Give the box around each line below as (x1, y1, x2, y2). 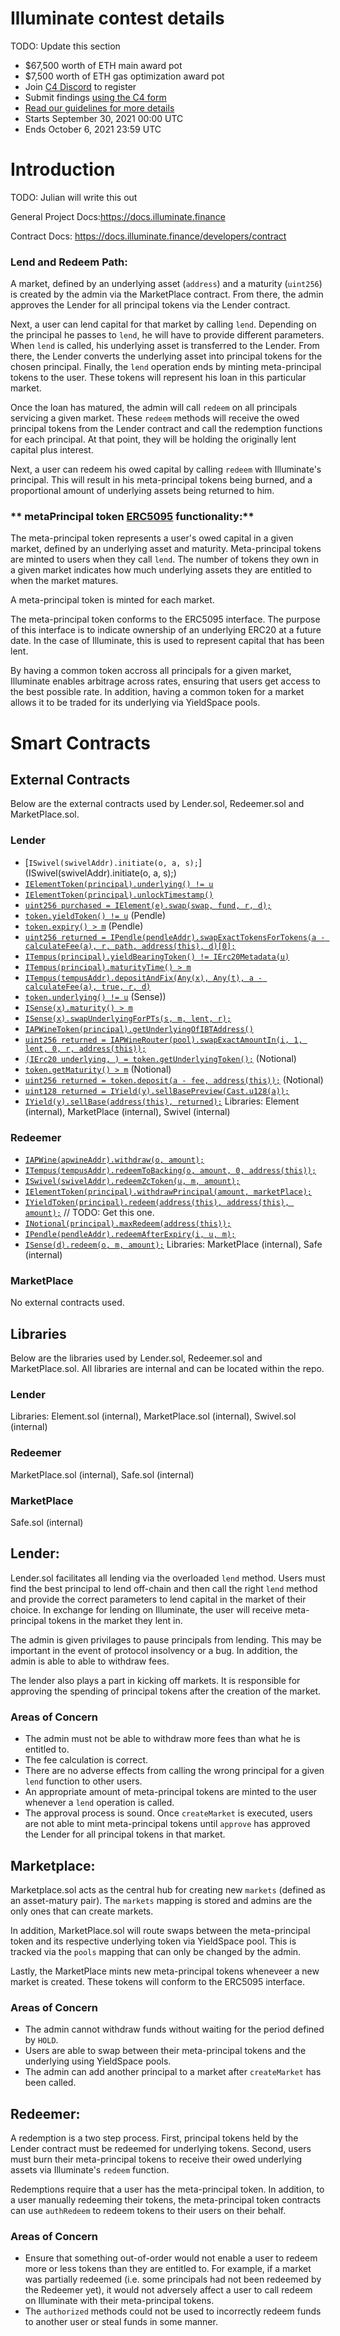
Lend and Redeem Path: (10, 255, 128, 269)
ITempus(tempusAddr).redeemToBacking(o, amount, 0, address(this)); (24, 1166, 317, 1176)
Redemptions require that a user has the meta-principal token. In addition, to (10, 2183, 325, 2196)
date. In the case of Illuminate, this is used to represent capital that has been (10, 635, 325, 647)
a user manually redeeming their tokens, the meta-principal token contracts (10, 2194, 322, 2206)
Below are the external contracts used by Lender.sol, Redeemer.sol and (10, 798, 305, 810)
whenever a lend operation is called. (24, 1797, 175, 1809)
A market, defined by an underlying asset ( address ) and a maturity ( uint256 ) (10, 278, 323, 290)
